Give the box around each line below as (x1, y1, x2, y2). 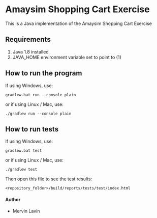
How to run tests (5, 125, 59, 133)
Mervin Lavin (12, 208, 40, 214)
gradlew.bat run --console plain (5, 92, 76, 97)
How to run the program (5, 69, 82, 77)
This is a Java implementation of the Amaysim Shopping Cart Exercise (5, 20, 152, 26)
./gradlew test (5, 167, 38, 172)
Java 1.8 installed (12, 48, 49, 54)
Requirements (5, 35, 51, 44)
